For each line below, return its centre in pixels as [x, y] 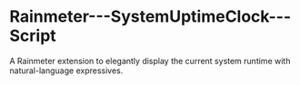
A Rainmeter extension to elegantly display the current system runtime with [150, 61]
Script [33, 36]
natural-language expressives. [66, 71]
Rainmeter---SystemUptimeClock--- [150, 17]
